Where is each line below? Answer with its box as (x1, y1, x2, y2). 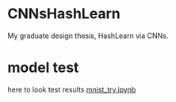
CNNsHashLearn (7, 5, 121, 23)
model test (7, 59, 79, 77)
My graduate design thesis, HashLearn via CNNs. (7, 31, 169, 40)
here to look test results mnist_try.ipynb (7, 85, 136, 94)
